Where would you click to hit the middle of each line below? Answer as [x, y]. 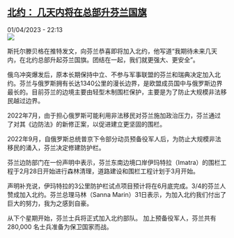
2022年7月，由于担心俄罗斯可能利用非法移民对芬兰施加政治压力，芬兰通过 [114, 115]
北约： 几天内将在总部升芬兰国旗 [77, 13]
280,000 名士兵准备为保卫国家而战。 [60, 227]
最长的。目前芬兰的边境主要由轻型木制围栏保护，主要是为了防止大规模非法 [114, 92]
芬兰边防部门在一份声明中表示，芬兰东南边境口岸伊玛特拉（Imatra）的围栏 [114, 162]
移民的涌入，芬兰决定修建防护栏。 [56, 148]
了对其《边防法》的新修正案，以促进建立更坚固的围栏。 [86, 124]
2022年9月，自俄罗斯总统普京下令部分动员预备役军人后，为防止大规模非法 [114, 138]
